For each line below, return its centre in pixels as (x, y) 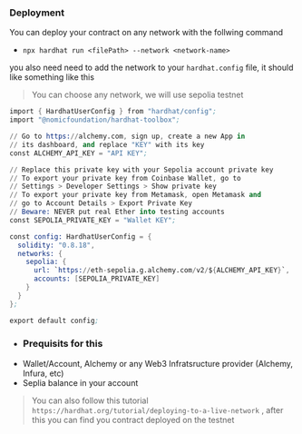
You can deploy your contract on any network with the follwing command (146, 33)
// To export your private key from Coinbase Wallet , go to (126, 178)
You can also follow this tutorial (90, 400)
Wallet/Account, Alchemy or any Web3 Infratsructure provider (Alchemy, (157, 363)
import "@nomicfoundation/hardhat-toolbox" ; (95, 120)
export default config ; (54, 321)
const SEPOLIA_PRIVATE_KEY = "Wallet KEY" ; (93, 220)
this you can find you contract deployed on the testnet (133, 419)
